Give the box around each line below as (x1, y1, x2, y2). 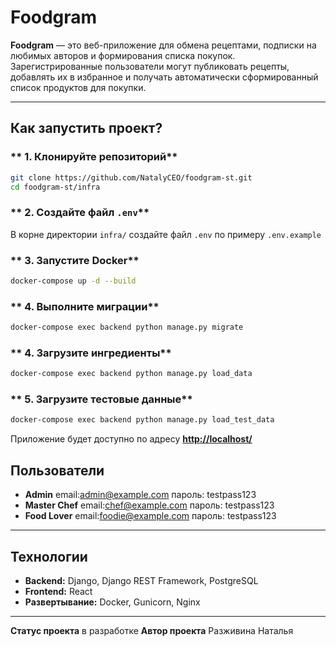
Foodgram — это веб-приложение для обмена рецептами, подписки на (10, 39, 317, 51)
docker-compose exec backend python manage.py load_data (10, 369, 253, 379)
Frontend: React (24, 585, 93, 597)
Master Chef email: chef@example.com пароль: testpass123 (24, 499, 275, 511)
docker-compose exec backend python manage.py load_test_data (10, 415, 275, 425)
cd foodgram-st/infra (10, 182, 101, 192)
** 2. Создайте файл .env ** (10, 206, 150, 220)
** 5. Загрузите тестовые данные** (10, 392, 193, 406)
